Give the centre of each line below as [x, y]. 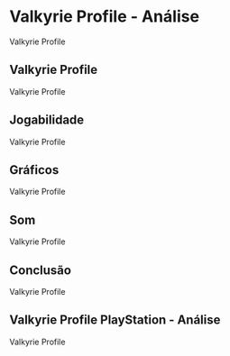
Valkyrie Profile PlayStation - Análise [115, 320]
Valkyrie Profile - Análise [105, 17]
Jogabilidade [47, 120]
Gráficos [34, 170]
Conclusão [41, 270]
